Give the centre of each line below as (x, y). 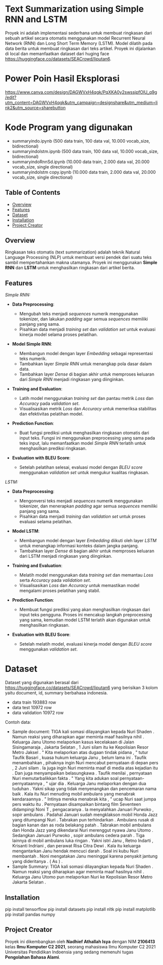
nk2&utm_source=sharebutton (35, 107)
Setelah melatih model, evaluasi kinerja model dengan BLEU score (86, 644)
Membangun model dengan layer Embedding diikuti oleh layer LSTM (88, 541)
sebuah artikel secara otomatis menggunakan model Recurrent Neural (75, 38)
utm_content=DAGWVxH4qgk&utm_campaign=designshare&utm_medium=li (81, 102)
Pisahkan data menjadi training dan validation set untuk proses (82, 517)
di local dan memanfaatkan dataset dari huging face (57, 53)
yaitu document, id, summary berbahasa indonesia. (56, 693)
